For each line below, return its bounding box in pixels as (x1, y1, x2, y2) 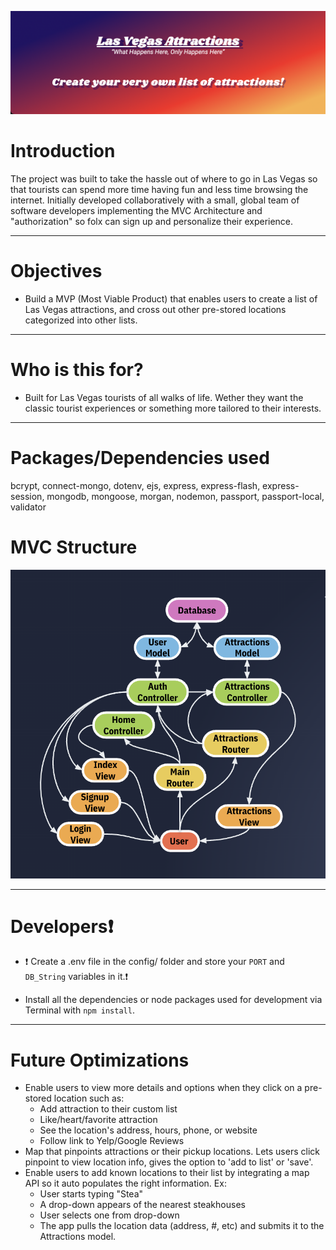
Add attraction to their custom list (39, 1103, 178, 1115)
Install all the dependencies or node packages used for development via (24, 994, 323, 1006)
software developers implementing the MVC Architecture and (10, 204, 263, 216)
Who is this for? (10, 358, 144, 381)
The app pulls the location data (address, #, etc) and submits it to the (39, 1220, 325, 1232)
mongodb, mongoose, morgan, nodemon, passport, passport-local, (46, 490, 325, 502)
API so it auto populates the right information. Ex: (24, 1177, 227, 1190)
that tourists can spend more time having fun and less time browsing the (10, 183, 309, 195)
